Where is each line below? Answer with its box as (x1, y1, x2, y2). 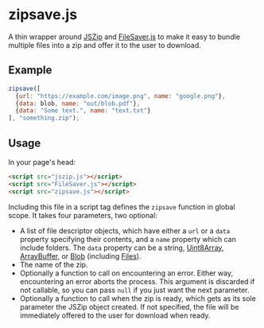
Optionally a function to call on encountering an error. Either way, (19, 268, 233, 278)
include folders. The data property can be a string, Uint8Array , (19, 243, 224, 252)
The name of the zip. (19, 260, 88, 269)
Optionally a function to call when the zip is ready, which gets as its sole (19, 293, 256, 303)
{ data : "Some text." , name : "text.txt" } (15, 107, 151, 115)
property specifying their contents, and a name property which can (19, 234, 236, 244)
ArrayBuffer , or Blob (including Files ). (19, 251, 142, 260)
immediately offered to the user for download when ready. (19, 310, 211, 320)
